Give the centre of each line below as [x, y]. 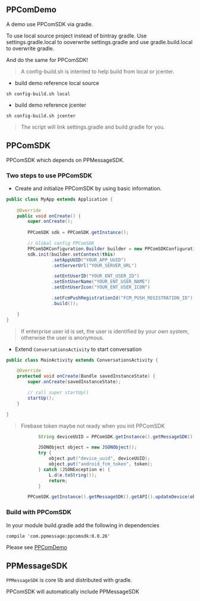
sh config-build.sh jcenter [41, 116]
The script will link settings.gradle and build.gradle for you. [93, 127]
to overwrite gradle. [30, 48]
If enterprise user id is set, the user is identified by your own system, [105, 331]
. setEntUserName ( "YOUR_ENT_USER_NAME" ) [101, 282]
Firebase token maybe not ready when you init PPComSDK [93, 426]
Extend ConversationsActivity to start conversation [78, 349]
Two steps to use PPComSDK [49, 175]
